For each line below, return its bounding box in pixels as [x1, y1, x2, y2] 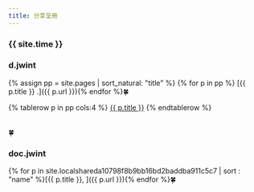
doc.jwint [8, 148, 47, 159]
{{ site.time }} [8, 38, 63, 49]
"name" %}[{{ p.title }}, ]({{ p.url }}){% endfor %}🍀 [8, 174, 177, 185]
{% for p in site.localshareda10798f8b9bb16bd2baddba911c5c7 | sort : [8, 166, 241, 176]
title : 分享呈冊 [8, 11, 58, 20]
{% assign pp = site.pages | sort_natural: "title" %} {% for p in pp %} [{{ [8, 78, 247, 88]
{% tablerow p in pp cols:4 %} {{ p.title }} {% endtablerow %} [8, 102, 212, 112]
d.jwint [8, 59, 36, 71]
